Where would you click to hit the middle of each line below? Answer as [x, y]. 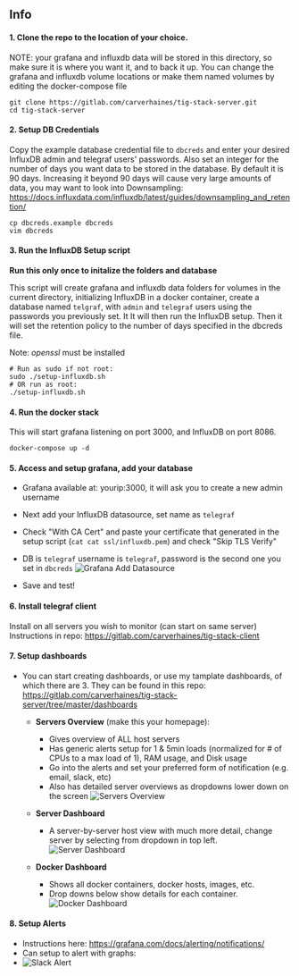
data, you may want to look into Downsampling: [96, 188]
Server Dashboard [70, 813]
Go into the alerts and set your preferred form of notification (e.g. [169, 767]
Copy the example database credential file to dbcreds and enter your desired [149, 149]
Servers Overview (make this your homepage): [122, 721]
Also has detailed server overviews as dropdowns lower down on [169, 787]
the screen [69, 795]
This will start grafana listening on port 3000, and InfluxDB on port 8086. [143, 432]
